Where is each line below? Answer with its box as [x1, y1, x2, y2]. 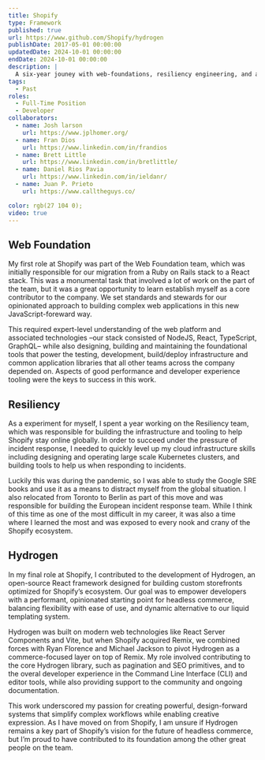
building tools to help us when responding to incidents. [8, 460, 187, 470]
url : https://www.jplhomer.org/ [22, 129, 129, 136]
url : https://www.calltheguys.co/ [22, 187, 136, 196]
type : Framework [8, 19, 62, 27]
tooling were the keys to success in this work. [8, 375, 157, 385]
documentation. [8, 685, 60, 695]
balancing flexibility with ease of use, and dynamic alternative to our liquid [8, 603, 250, 613]
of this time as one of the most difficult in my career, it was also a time [8, 509, 236, 519]
